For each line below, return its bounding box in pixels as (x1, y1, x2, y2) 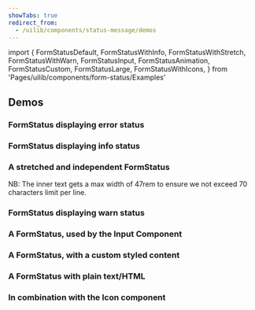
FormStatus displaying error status (8, 119, 145, 130)
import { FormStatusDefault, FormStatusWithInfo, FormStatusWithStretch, (8, 48, 246, 57)
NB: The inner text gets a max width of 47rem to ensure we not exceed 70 (8, 179, 248, 189)
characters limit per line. (8, 187, 87, 197)
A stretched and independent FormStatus (8, 161, 171, 172)
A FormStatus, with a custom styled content (8, 249, 180, 260)
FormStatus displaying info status (8, 140, 140, 151)
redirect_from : (8, 19, 58, 27)
